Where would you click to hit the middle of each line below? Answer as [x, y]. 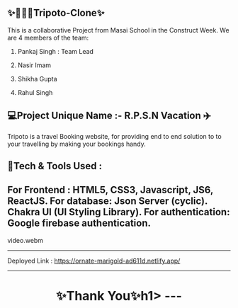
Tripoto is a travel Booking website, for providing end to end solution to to [114, 136]
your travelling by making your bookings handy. [77, 144]
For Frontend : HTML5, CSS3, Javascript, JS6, [110, 190]
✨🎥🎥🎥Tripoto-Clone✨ [56, 13]
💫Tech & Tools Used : [55, 166]
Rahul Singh [35, 92]
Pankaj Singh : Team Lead [56, 51]
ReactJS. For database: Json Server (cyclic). [107, 201]
